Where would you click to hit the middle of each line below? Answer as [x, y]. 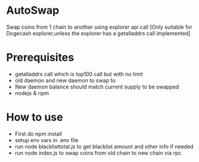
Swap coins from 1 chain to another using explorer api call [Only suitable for [99, 27]
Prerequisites [40, 58]
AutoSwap [33, 10]
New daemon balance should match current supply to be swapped [97, 87]
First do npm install [38, 134]
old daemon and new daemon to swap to [65, 80]
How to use [35, 117]
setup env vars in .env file [47, 140]
